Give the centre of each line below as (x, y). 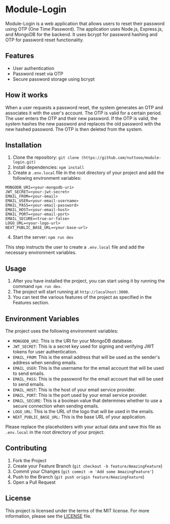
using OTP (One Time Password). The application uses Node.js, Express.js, (84, 29)
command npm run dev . (37, 287)
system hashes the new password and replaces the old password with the (83, 124)
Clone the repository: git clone (46, 157)
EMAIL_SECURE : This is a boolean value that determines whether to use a (87, 400)
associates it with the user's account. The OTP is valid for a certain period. (84, 113)
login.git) (24, 162)
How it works (27, 95)
